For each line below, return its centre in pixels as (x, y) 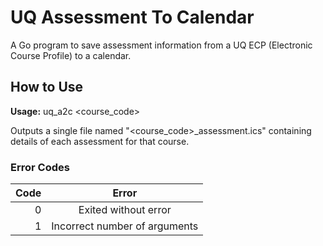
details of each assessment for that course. (100, 141)
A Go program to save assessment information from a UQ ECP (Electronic (161, 45)
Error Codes (40, 167)
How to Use (47, 87)
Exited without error (125, 210)
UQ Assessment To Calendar (132, 17)
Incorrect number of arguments (125, 226)
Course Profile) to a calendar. (71, 55)
